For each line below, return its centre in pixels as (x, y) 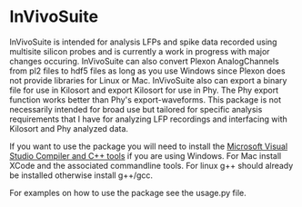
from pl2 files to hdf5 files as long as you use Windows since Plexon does (147, 71)
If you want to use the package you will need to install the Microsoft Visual (149, 146)
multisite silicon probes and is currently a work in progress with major (140, 51)
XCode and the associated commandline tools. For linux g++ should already (151, 165)
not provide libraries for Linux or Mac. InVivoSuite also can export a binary (148, 80)
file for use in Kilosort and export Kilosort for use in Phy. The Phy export (144, 90)
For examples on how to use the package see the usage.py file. (128, 192)
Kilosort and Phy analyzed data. (69, 128)
